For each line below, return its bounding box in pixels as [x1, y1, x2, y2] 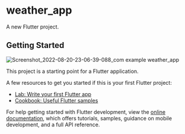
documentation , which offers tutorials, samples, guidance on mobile [6, 114, 172, 122]
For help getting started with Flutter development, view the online [6, 108, 166, 116]
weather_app [6, 4, 72, 17]
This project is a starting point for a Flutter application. [6, 68, 139, 75]
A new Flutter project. [6, 23, 59, 30]
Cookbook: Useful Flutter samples [14, 97, 98, 104]
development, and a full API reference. [6, 121, 100, 128]
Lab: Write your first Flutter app [14, 90, 92, 98]
